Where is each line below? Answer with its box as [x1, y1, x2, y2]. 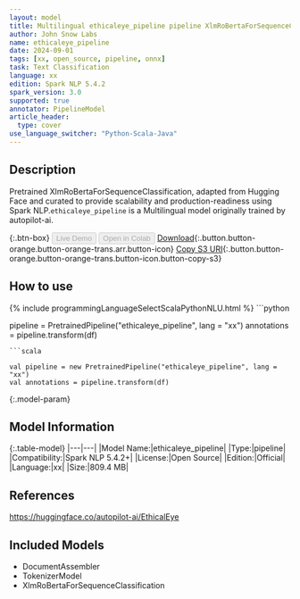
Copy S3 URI [175, 243, 223, 254]
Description [9, 162, 76, 178]
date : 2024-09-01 [9, 46, 74, 55]
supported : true [9, 96, 70, 105]
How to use [9, 279, 73, 295]
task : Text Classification [9, 63, 110, 72]
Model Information [9, 419, 115, 434]
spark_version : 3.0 [9, 87, 82, 96]
